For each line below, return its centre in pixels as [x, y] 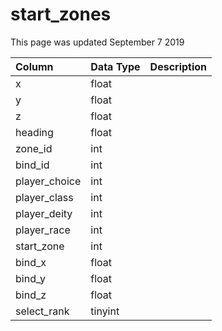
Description [178, 66]
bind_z [31, 295]
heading [34, 132]
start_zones [61, 14]
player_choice [48, 181]
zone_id [34, 148]
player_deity [44, 213]
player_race [43, 230]
